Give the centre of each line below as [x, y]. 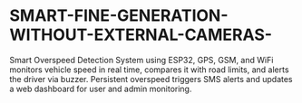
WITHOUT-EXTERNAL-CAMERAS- [141, 35]
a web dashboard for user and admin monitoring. [101, 89]
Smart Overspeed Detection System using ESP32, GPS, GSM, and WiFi [141, 60]
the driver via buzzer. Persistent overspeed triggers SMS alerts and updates [151, 79]
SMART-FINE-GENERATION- [119, 16]
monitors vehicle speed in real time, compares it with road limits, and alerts [149, 70]
